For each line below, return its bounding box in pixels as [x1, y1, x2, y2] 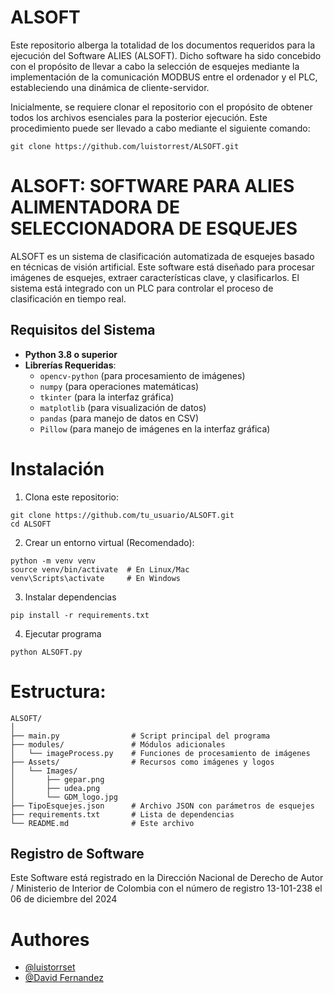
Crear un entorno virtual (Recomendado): [24, 536, 195, 548]
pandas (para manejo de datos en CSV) [39, 412, 200, 424]
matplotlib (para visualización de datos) [39, 401, 207, 413]
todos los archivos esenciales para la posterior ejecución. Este [10, 111, 268, 123]
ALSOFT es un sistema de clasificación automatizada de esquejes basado [10, 250, 315, 262]
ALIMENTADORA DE [10, 196, 181, 219]
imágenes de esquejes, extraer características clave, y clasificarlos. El [10, 271, 300, 283]
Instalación [10, 457, 105, 480]
